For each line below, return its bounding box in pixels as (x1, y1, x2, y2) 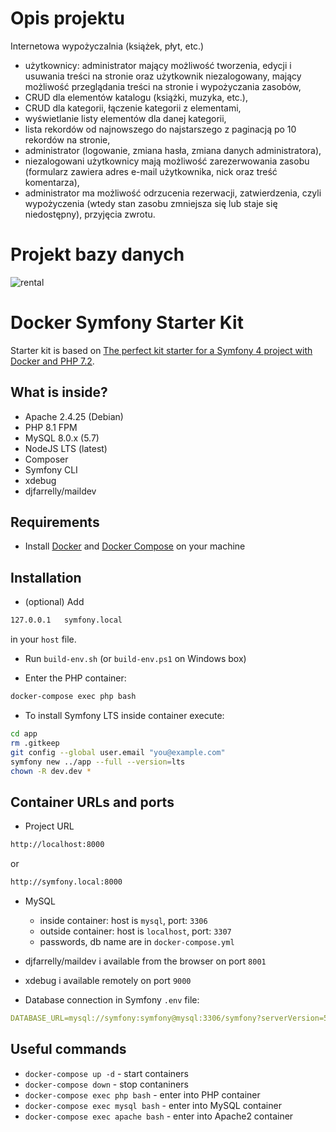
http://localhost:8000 (10, 840, 105, 850)
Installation (10, 569, 82, 586)
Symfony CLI (24, 463, 78, 476)
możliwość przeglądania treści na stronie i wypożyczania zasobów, (24, 80, 302, 92)
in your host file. (10, 633, 77, 646)
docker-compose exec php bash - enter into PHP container (24, 1088, 261, 1101)
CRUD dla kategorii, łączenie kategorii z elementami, (24, 102, 242, 114)
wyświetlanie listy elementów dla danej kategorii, (24, 112, 227, 124)
